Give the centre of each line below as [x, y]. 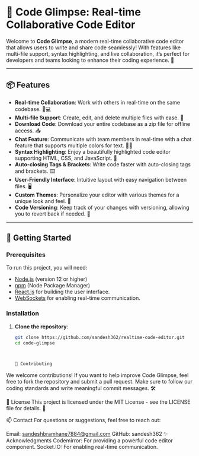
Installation [23, 313]
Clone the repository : [41, 327]
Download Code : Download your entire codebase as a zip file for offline [102, 123]
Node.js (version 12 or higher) [51, 279]
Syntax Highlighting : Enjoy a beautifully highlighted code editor [92, 151]
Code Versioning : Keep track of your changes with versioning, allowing [102, 207]
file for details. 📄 [26, 408]
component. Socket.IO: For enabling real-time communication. [82, 447]
